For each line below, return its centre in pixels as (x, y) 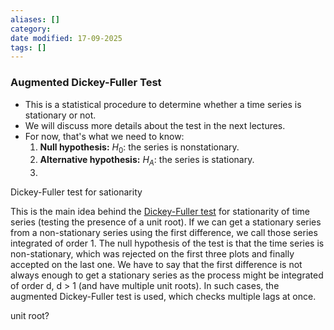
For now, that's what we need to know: (104, 136)
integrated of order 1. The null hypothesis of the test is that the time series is (167, 243)
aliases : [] (35, 19)
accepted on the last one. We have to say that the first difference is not (156, 265)
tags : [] (28, 47)
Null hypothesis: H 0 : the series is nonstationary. (139, 148)
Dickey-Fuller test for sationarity (76, 192)
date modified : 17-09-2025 (66, 38)
